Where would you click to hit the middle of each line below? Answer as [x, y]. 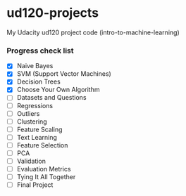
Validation [31, 161]
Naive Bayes [35, 66]
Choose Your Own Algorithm [58, 90]
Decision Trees [38, 81]
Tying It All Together [46, 177]
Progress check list [41, 51]
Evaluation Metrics [44, 169]
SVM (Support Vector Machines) [64, 74]
